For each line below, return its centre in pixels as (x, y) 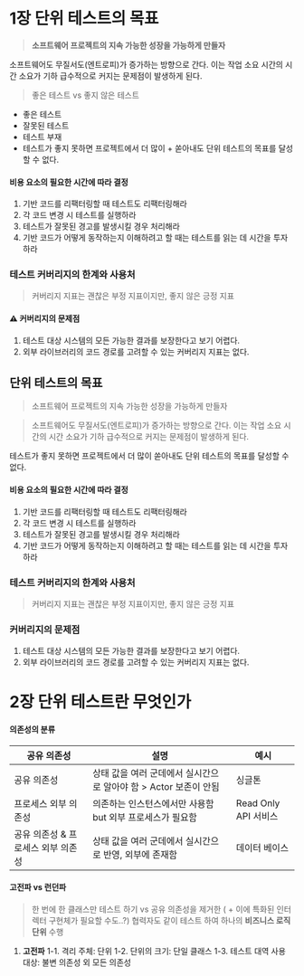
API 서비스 (257, 816)
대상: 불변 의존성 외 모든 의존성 (76, 962)
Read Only (258, 803)
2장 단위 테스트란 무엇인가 (100, 702)
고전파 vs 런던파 (38, 887)
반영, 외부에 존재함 (140, 854)
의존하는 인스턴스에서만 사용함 (153, 803)
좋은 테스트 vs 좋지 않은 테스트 (85, 95)
